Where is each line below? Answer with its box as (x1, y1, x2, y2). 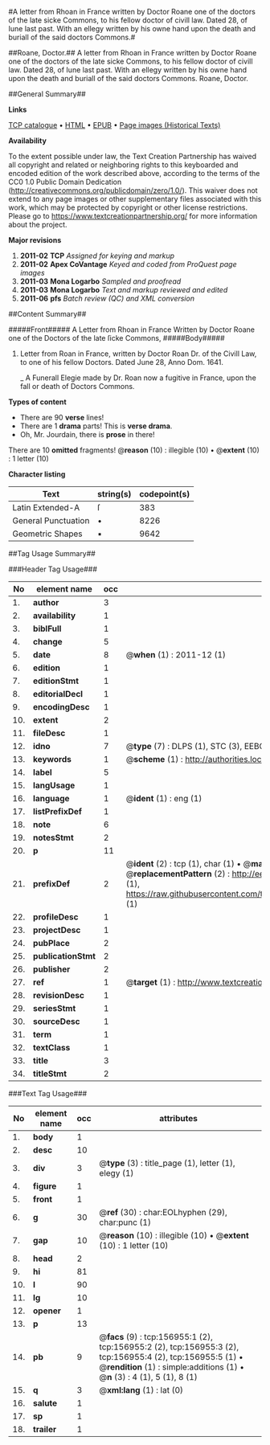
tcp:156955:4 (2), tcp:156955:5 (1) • (99, 1352, 243, 1362)
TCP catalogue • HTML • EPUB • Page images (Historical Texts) (8, 121, 221, 129)
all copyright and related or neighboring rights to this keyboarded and (8, 160, 239, 170)
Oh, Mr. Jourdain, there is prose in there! (19, 430, 155, 439)
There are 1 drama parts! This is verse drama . (19, 421, 173, 431)
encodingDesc (33, 702, 90, 712)
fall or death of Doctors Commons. (19, 382, 135, 391)
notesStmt (33, 832, 74, 843)
